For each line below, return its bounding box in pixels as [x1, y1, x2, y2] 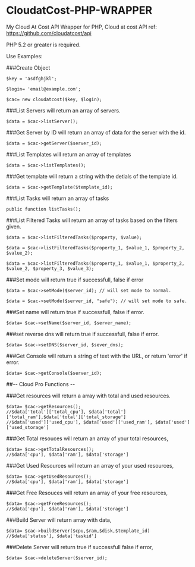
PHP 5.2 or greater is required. [6, 41, 81, 48]
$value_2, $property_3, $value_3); [6, 265, 95, 271]
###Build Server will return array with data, [6, 516, 112, 524]
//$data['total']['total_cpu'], [6, 409, 86, 415]
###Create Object [6, 64, 51, 71]
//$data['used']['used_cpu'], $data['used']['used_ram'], [6, 419, 153, 425]
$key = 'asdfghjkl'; [6, 76, 58, 82]
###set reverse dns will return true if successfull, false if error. [6, 330, 159, 337]
